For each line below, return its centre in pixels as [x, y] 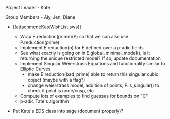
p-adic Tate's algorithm [45, 101]
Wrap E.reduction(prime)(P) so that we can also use [74, 37]
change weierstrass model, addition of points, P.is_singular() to [94, 85]
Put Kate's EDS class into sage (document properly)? [68, 111]
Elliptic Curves [35, 69]
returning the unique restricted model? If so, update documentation [90, 58]
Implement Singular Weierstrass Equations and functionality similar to [93, 64]
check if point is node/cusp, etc [61, 90]
